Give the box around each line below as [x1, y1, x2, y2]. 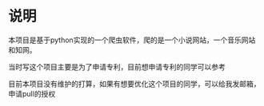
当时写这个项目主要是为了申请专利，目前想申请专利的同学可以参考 [8, 61, 226, 72]
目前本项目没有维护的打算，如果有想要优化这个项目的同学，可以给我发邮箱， [8, 79, 261, 88]
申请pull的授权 [8, 88, 56, 98]
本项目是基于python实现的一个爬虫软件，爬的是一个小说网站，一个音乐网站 [8, 35, 256, 45]
